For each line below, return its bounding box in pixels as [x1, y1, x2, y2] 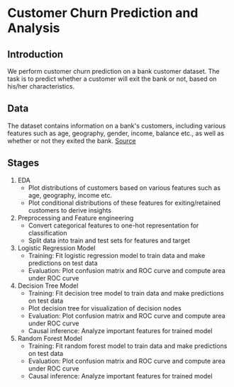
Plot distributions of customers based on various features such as [28, 183, 221, 192]
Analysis [7, 20, 60, 36]
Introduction [7, 48, 64, 60]
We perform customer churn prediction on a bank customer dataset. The [7, 67, 220, 75]
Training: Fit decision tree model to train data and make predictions [28, 288, 225, 297]
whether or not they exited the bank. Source [7, 136, 136, 145]
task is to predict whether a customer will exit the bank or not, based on [7, 74, 217, 83]
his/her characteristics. [7, 82, 75, 90]
